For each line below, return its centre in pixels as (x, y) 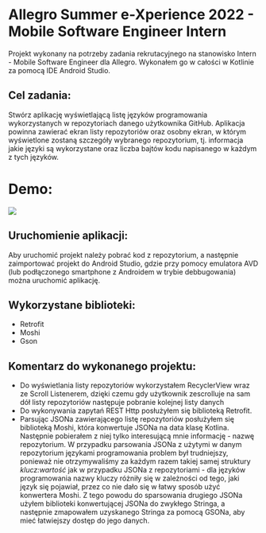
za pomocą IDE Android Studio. (60, 70)
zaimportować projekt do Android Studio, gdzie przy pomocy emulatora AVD (133, 263)
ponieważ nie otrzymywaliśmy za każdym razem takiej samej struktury (135, 461)
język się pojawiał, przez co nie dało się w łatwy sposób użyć (120, 487)
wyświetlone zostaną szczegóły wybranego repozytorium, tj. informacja (126, 140)
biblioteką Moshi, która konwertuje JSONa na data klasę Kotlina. (124, 428)
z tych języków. (34, 157)
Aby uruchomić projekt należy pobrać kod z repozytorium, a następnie (123, 255)
